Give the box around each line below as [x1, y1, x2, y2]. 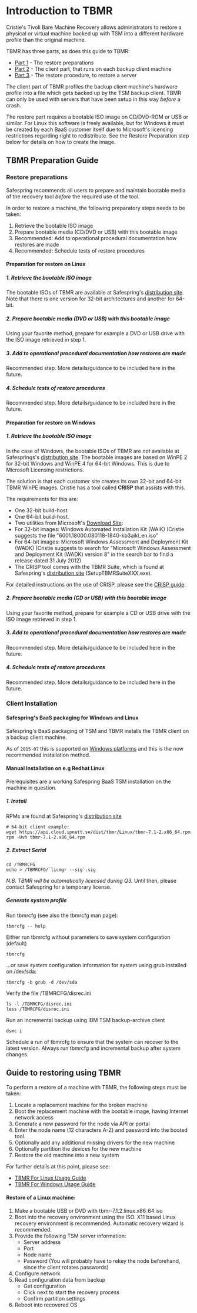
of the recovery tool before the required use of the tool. [6, 193, 140, 200]
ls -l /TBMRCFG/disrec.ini [6, 1001, 72, 1007]
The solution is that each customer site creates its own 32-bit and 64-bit [6, 477, 182, 484]
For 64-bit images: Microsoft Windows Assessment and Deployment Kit [14, 538, 189, 545]
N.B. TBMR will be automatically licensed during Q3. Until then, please [6, 877, 176, 884]
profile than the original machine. [6, 36, 86, 43]
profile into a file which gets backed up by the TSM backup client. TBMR [6, 89, 181, 96]
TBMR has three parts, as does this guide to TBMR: [6, 47, 131, 54]
